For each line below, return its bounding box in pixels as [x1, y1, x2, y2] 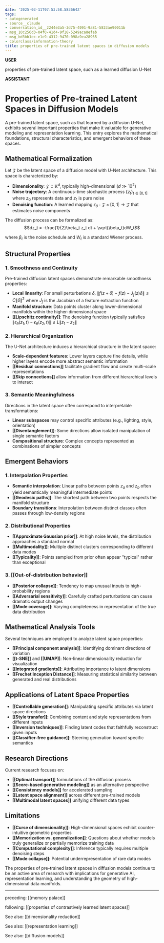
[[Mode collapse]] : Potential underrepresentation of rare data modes [12, 855, 151, 861]
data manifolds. [30, 880, 62, 886]
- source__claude [5, 21, 41, 26]
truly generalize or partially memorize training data [12, 840, 114, 846]
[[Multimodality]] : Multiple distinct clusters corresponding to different [12, 544, 154, 550]
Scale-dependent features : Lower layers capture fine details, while [12, 353, 148, 359]
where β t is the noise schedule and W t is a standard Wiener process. [5, 234, 143, 241]
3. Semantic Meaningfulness [5, 392, 75, 398]
